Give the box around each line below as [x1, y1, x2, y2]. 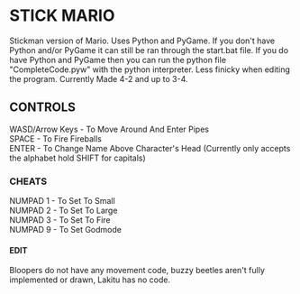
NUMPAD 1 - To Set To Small [9, 196, 115, 207]
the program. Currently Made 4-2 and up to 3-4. [9, 73, 188, 84]
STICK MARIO [9, 5, 115, 26]
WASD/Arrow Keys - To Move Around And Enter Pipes [9, 124, 210, 134]
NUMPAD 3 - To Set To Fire [9, 215, 111, 225]
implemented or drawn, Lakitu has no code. [9, 274, 171, 285]
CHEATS [9, 175, 48, 188]
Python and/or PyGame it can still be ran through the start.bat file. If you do [9, 44, 289, 55]
